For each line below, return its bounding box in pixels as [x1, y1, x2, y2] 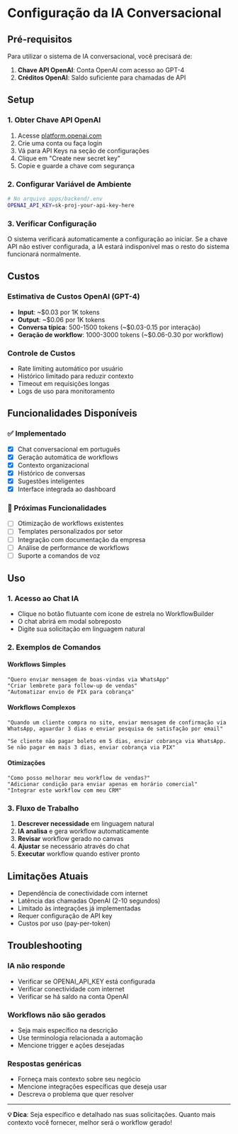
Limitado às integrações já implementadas [17, 904, 142, 913]
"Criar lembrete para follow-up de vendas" [7, 682, 138, 689]
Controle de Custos [7, 348, 76, 358]
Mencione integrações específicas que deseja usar [17, 1082, 167, 1091]
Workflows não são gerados [7, 1010, 106, 1020]
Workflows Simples [7, 660, 66, 668]
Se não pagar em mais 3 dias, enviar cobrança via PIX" [7, 744, 176, 751]
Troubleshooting [7, 940, 83, 952]
